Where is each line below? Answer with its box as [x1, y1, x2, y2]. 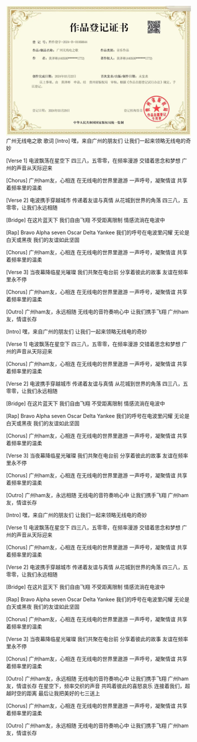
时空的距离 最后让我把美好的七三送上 [11, 690, 100, 697]
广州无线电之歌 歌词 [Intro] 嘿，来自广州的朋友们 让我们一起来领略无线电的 [6, 137, 186, 144]
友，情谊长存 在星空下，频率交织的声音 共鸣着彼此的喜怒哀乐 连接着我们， [6, 683, 185, 690]
